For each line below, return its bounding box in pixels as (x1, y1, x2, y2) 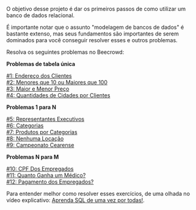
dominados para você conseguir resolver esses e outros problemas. (6, 37, 178, 43)
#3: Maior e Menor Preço (6, 85, 70, 92)
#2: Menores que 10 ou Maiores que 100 (6, 79, 108, 86)
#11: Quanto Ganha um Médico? (6, 171, 86, 179)
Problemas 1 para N (6, 103, 57, 111)
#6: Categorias (6, 122, 44, 129)
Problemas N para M (6, 153, 59, 160)
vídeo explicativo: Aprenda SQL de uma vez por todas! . (6, 197, 145, 204)
